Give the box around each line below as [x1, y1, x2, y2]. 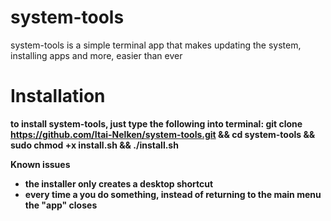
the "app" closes [24, 199, 98, 211]
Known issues [10, 158, 71, 170]
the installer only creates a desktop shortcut [24, 177, 214, 190]
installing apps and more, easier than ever [10, 49, 183, 61]
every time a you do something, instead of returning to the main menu [24, 188, 322, 200]
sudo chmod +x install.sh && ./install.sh [10, 139, 179, 151]
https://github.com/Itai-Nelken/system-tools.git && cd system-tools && [10, 128, 316, 140]
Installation [10, 85, 106, 108]
